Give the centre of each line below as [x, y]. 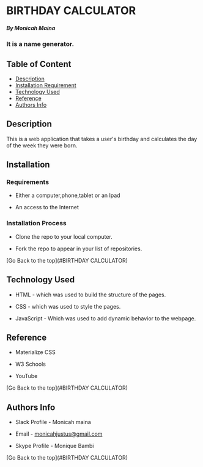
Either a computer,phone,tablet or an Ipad [68, 195]
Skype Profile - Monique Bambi [54, 446]
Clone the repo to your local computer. [64, 236]
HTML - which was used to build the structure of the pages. [90, 295]
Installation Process [36, 223]
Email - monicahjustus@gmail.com [59, 434]
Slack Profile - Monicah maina [53, 422]
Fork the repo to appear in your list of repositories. [79, 249]
